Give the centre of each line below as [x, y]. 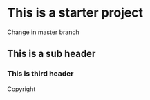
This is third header [40, 74]
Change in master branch [43, 32]
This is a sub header [51, 54]
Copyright [21, 89]
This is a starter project [75, 13]
